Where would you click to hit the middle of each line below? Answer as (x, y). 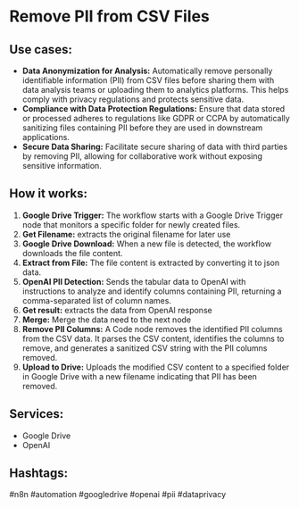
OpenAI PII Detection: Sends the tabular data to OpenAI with (134, 281)
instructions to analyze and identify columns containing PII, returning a (152, 291)
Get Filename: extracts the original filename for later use (126, 234)
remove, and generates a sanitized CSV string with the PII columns (145, 348)
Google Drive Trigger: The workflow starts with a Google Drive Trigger (153, 215)
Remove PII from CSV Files (109, 17)
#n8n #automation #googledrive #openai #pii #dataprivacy (118, 495)
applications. (46, 137)
